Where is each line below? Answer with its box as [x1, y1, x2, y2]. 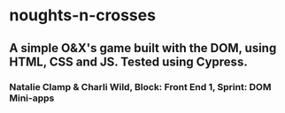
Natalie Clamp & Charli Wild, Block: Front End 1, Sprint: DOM [9, 80, 272, 93]
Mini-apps [9, 92, 55, 104]
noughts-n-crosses [9, 5, 157, 26]
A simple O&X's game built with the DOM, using [9, 41, 277, 56]
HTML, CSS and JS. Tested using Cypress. [9, 54, 248, 69]
